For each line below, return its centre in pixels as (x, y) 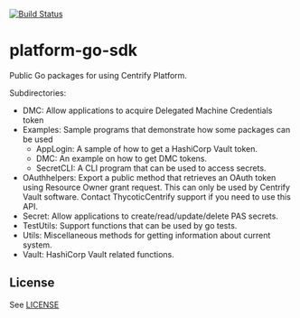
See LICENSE (34, 304)
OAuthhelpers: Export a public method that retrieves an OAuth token (149, 177)
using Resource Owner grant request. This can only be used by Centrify (156, 187)
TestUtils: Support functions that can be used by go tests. (130, 225)
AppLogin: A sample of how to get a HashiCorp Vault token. (147, 148)
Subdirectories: (38, 93)
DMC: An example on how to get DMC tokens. (122, 158)
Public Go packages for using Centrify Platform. (98, 75)
